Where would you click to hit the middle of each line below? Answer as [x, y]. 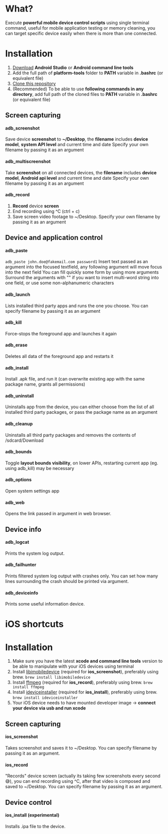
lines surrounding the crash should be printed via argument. [67, 581]
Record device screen [36, 206]
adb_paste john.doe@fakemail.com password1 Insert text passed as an [77, 262]
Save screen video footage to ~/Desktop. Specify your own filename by [86, 216]
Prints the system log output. [35, 553]
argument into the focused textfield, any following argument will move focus [83, 267]
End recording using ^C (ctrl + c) [46, 211]
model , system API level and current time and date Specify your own [77, 145]
